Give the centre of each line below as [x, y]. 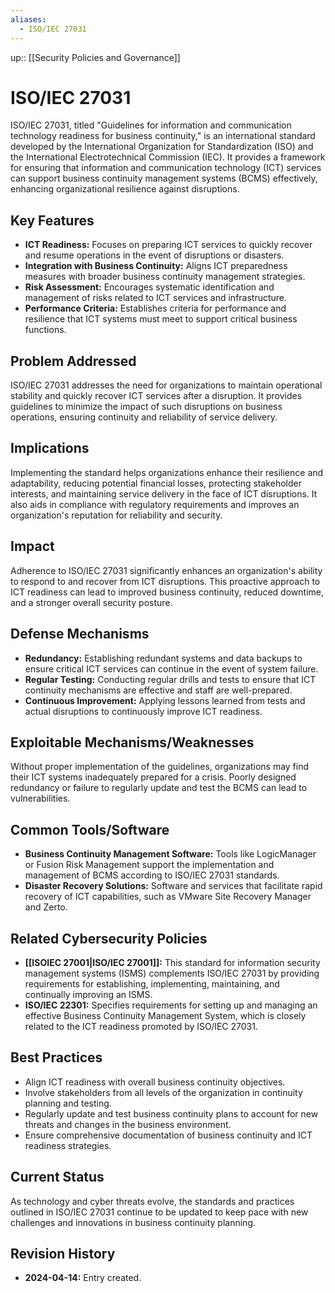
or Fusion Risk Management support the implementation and [149, 865]
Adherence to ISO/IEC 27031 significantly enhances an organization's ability [166, 570]
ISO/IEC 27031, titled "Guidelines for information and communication [151, 125]
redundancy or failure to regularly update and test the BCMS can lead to [159, 788]
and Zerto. [46, 907]
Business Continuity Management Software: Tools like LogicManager [170, 854]
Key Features [52, 220]
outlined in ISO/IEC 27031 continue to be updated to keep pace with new [159, 1212]
